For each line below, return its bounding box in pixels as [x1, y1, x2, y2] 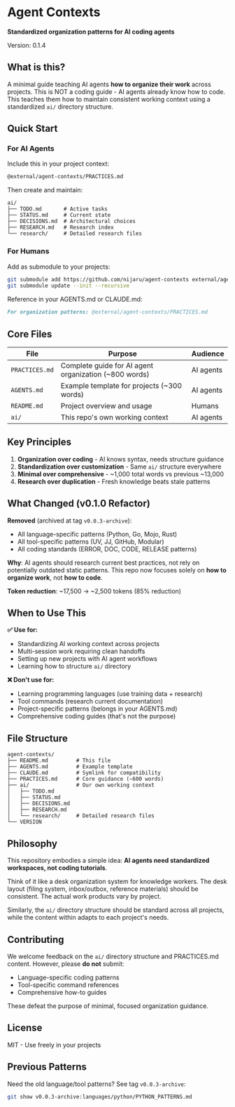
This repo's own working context [60, 412, 169, 422]
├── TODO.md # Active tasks [7, 206, 108, 213]
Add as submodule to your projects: [7, 262, 111, 271]
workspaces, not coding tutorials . [7, 864, 108, 872]
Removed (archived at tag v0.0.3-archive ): [7, 516, 132, 525]
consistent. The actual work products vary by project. [7, 892, 162, 901]
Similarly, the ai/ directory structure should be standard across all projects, [7, 906, 225, 914]
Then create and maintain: [7, 186, 83, 194]
